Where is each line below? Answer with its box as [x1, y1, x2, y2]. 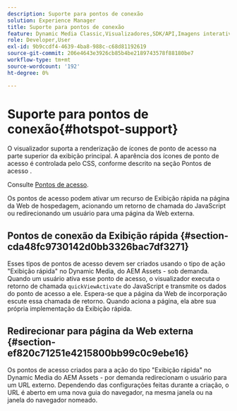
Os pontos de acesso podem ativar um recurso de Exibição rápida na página [7, 194, 230, 203]
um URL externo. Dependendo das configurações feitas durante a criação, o [7, 381, 229, 389]
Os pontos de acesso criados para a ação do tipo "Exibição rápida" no [7, 366, 212, 374]
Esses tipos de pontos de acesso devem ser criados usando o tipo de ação [7, 259, 226, 268]
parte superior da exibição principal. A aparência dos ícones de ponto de [7, 152, 219, 160]
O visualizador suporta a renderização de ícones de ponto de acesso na [7, 144, 217, 153]
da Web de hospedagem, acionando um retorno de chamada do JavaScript [7, 202, 226, 210]
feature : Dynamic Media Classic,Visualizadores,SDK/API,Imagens [7, 30, 200, 37]
